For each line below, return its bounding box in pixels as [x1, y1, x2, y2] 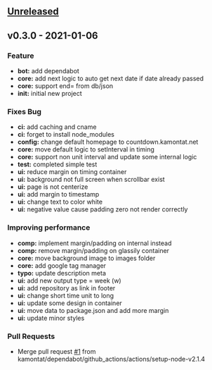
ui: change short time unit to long [17, 291, 114, 300]
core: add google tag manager [17, 261, 107, 270]
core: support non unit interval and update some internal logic [17, 153, 197, 161]
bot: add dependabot [17, 67, 79, 75]
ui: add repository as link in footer [17, 283, 116, 292]
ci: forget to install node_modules [17, 130, 114, 139]
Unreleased [7, 6, 60, 18]
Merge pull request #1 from [17, 347, 96, 355]
